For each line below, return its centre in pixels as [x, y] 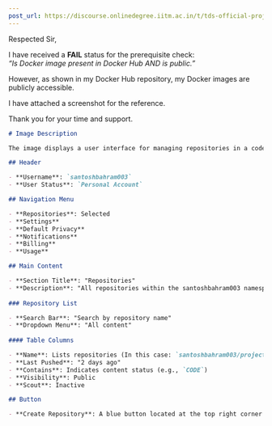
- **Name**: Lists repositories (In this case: [90, 355]
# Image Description [43, 133]
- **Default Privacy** [47, 229]
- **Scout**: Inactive [47, 385]
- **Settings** [34, 221]
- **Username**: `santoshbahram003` [70, 177]
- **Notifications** [43, 236]
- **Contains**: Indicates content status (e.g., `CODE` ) [108, 370]
